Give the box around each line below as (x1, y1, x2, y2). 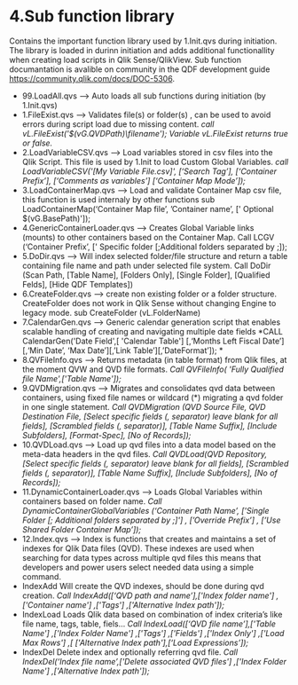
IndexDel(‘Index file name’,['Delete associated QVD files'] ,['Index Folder (21, 656, 286, 666)
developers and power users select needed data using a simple (21, 562, 255, 572)
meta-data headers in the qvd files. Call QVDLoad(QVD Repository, (21, 448, 268, 459)
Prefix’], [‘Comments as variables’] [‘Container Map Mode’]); (21, 175, 247, 185)
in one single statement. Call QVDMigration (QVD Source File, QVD (21, 401, 266, 412)
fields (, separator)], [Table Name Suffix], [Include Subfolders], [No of (21, 468, 278, 478)
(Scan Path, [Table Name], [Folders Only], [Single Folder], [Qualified (21, 269, 271, 280)
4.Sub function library (9, 6, 175, 27)
